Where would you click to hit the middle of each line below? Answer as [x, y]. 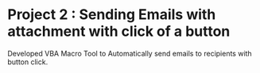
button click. [28, 62]
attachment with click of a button [119, 31]
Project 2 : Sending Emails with [112, 15]
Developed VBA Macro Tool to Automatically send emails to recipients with [130, 53]
